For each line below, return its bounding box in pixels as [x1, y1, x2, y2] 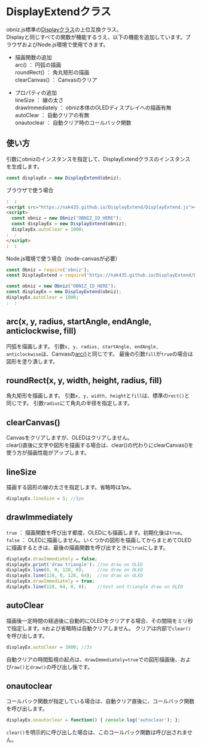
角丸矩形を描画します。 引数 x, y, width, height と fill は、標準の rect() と [6, 392, 190, 399]
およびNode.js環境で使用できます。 [22, 41, 109, 48]
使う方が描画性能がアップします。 [6, 449, 90, 456]
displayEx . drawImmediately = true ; [6, 578, 95, 584]
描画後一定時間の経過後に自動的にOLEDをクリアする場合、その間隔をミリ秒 [6, 617, 193, 624]
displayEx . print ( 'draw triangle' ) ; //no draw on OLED [6, 562, 144, 568]
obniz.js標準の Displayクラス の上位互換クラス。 [6, 26, 123, 33]
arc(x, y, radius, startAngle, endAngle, [6, 317, 152, 327]
